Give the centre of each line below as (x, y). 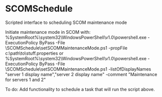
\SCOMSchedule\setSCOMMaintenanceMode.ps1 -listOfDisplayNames (78, 69)
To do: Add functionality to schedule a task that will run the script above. (80, 89)
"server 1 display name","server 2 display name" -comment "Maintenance (81, 74)
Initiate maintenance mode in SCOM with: (48, 32)
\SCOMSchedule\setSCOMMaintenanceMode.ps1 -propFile (66, 48)
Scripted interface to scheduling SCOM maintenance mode (66, 22)
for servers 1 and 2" (26, 80)
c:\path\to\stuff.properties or (34, 53)
